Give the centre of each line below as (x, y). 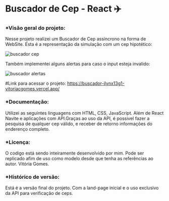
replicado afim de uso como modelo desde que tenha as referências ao (79, 159)
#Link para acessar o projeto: (36, 83)
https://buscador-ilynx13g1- (96, 83)
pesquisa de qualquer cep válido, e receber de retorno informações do (79, 124)
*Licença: (18, 142)
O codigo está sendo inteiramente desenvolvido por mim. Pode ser (75, 153)
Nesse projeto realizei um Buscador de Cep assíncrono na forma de (76, 39)
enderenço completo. (27, 129)
